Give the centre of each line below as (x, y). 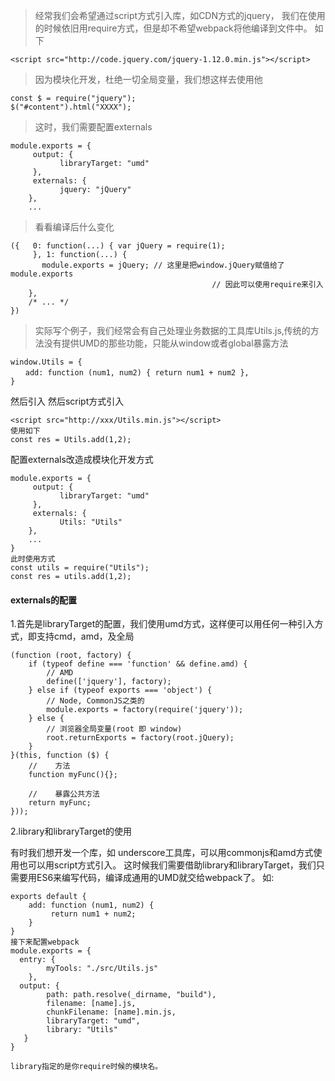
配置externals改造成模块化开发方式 (82, 459)
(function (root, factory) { (71, 655)
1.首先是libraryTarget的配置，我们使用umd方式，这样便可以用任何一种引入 (162, 624)
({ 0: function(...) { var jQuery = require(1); (118, 246)
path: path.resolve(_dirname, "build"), (131, 995)
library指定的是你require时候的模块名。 (86, 1067)
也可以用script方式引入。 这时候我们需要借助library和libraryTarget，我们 (167, 865)
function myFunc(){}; (73, 775)
